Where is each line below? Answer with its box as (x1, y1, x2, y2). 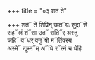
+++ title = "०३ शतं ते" (7, 7, 67, 15)
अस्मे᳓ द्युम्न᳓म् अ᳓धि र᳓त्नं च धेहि (7, 44, 82, 52)
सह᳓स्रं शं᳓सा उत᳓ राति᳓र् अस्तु (7, 29, 78, 36)
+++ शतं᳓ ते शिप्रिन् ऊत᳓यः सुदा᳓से (7, 21, 88, 29)
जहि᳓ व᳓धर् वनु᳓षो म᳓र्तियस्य (7, 36, 72, 45)
